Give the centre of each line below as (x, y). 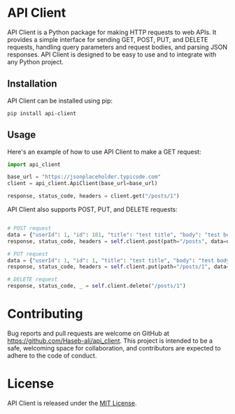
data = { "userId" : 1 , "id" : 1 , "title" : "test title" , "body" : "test (111, 260)
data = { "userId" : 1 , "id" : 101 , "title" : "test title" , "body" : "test (114, 235)
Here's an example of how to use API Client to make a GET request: (104, 151)
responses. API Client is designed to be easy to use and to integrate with (112, 54)
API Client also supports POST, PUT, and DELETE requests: (93, 209)
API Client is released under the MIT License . (72, 403)
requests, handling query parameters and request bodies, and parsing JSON (117, 47)
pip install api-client (42, 113)
